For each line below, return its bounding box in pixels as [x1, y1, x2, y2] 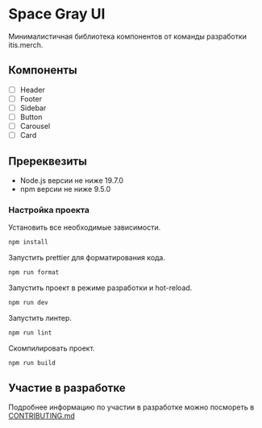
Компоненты [8, 64, 78, 77]
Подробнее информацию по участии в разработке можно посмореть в [8, 402, 255, 412]
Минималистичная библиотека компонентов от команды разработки [8, 31, 247, 41]
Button [19, 112, 43, 122]
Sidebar [19, 102, 47, 113]
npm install [8, 239, 48, 247]
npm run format [8, 268, 60, 276]
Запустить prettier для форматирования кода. [8, 253, 166, 263]
